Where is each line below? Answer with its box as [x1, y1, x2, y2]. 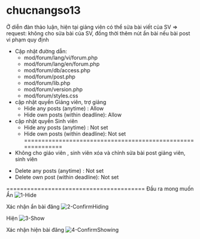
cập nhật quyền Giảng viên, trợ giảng [14, 98, 107, 105]
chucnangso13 [6, 4, 81, 17]
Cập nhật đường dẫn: [14, 47, 67, 54]
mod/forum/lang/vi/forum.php [23, 54, 98, 61]
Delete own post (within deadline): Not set [14, 173, 119, 180]
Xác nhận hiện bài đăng [6, 226, 65, 233]
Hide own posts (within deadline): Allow [23, 111, 122, 118]
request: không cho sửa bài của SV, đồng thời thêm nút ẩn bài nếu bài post [6, 29, 190, 36]
